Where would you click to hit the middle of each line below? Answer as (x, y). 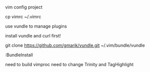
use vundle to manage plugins (36, 26)
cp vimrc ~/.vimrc (23, 17)
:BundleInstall (19, 55)
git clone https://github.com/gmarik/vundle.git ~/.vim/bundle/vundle (75, 45)
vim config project (24, 7)
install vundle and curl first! (33, 36)
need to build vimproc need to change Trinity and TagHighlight (69, 64)
